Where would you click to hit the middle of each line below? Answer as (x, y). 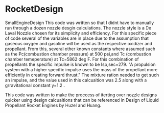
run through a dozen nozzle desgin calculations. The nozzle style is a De (78, 28)
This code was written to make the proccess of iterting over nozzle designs (81, 95)
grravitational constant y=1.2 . (35, 85)
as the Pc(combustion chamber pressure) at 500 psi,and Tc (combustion (78, 54)
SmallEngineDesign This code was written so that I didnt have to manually (80, 23)
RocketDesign (34, 9)
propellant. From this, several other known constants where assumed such (80, 49)
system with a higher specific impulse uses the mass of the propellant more (81, 69)
